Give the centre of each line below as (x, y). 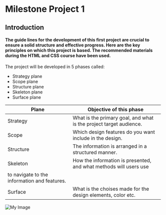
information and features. (37, 180)
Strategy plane (27, 76)
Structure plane (28, 86)
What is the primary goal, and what (113, 118)
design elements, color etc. (104, 195)
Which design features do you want (114, 132)
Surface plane (26, 97)
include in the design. (97, 138)
